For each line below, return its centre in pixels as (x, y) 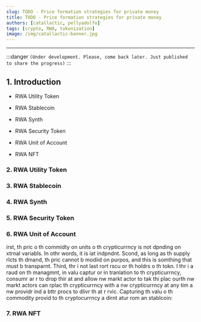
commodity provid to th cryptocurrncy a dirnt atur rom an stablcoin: (89, 297)
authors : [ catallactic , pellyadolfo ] (53, 23)
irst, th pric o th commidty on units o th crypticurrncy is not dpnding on (94, 247)
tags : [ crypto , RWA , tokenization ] (51, 28)
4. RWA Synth (27, 202)
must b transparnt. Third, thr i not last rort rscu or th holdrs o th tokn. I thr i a (100, 266)
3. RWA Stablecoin (34, 186)
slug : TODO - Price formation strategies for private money (83, 12)
